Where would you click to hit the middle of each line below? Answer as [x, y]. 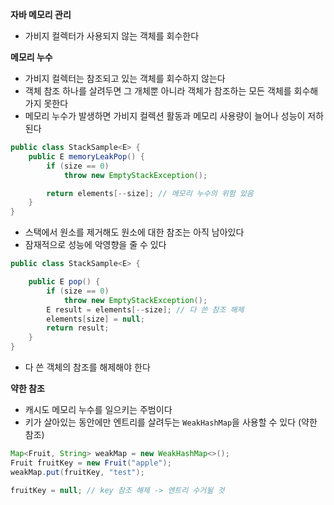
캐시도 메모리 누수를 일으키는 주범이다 [98, 409]
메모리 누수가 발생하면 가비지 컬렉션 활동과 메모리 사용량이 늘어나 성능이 [165, 116]
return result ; [78, 328]
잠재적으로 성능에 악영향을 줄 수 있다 [95, 245]
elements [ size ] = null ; [95, 319]
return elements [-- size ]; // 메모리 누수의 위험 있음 [150, 193]
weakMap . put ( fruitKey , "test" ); [77, 472]
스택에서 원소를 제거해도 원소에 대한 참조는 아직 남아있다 [134, 232]
